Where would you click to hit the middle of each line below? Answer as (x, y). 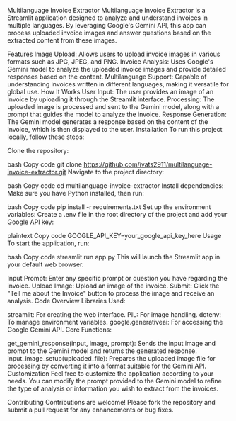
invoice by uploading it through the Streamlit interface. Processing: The (111, 99)
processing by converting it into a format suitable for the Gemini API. (107, 366)
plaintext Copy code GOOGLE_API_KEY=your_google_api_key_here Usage (114, 236)
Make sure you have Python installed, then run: (76, 193)
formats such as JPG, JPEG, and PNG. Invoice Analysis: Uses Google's (110, 62)
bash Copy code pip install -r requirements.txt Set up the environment (109, 207)
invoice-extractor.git (37, 172)
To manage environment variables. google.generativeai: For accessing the (115, 322)
